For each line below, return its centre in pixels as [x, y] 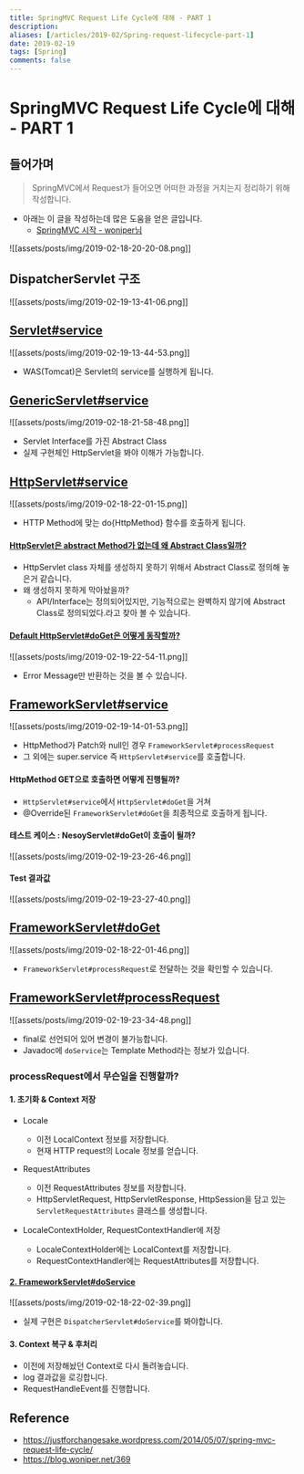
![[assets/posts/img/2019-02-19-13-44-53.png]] [100, 352]
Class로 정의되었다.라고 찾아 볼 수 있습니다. [113, 613]
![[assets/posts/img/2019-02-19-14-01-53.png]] [99, 727]
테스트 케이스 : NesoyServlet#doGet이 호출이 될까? [102, 835]
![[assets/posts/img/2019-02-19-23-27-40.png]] [100, 899]
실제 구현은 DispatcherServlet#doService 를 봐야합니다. [122, 1322]
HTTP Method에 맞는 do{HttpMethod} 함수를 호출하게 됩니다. [134, 523]
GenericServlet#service [79, 401]
